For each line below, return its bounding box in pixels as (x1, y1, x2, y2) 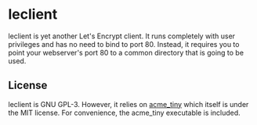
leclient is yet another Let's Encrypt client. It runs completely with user (8, 31, 236, 41)
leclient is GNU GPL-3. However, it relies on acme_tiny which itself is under (8, 99, 249, 109)
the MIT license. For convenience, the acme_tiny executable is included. (8, 108, 241, 117)
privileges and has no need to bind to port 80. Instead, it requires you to (8, 39, 240, 48)
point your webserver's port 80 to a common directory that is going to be (8, 48, 244, 57)
